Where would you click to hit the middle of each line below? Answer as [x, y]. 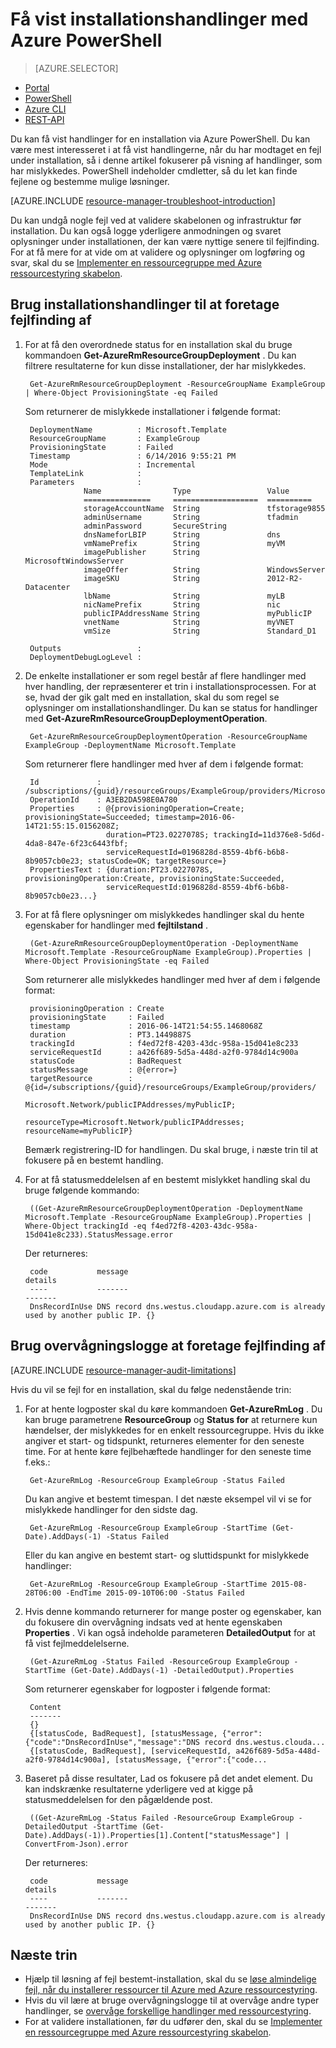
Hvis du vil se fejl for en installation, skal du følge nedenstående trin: [151, 1389]
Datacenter [47, 587]
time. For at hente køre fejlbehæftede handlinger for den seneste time [168, 1451]
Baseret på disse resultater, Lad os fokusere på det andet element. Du [168, 1778]
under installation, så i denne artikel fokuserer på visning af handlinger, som [166, 160]
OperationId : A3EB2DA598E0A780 [103, 799]
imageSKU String [142, 578]
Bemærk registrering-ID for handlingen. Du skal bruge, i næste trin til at [171, 1149]
